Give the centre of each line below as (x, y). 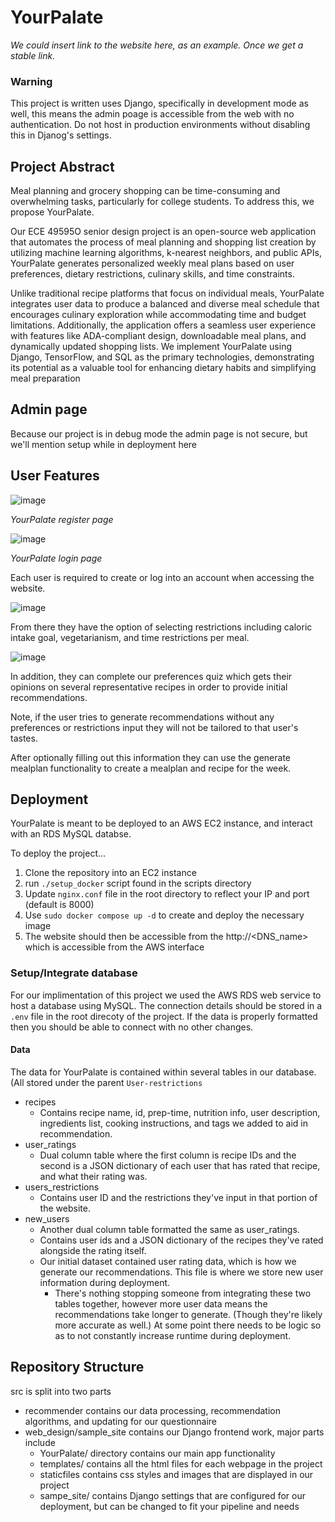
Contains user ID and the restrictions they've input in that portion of (178, 1197)
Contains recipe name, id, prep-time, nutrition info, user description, (180, 1112)
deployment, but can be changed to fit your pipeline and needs (169, 1506)
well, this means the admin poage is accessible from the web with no (152, 114)
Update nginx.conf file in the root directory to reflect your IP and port (167, 894)
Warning (31, 81)
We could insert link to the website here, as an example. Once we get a (157, 45)
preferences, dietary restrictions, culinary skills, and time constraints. (152, 274)
